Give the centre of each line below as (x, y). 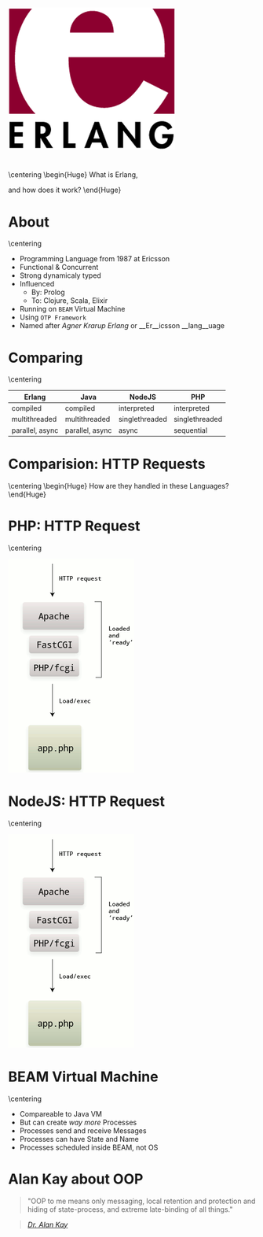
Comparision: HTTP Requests (107, 464)
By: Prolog (48, 292)
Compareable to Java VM (60, 1113)
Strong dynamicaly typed (60, 275)
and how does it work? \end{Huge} (65, 190)
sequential (191, 430)
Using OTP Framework (53, 317)
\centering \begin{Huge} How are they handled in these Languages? (119, 486)
